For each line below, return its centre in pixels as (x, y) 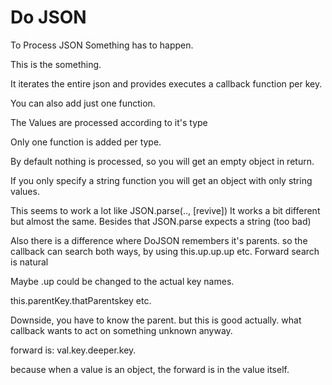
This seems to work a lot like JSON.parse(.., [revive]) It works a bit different (165, 210)
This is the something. (56, 64)
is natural (29, 262)
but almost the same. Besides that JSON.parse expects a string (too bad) (161, 221)
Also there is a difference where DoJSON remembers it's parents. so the (159, 240)
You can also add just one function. (83, 103)
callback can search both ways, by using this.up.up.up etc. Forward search (165, 251)
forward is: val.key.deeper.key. (73, 350)
